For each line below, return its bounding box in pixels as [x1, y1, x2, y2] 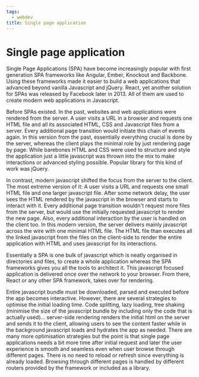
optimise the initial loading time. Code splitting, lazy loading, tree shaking [6, 301, 185, 309]
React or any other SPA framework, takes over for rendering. [6, 277, 154, 284]
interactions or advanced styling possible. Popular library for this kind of [6, 159, 183, 166]
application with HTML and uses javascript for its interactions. [6, 240, 157, 247]
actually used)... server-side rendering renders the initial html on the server [6, 314, 190, 321]
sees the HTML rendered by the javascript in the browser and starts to [6, 196, 178, 203]
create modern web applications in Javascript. [6, 96, 120, 104]
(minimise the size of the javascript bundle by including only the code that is [6, 307, 192, 314]
